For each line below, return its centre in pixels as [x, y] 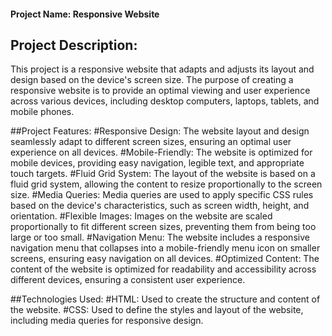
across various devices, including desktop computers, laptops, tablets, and [165, 101]
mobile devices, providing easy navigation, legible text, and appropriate [157, 163]
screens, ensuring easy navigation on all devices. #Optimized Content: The [165, 259]
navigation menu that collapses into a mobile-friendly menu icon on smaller [165, 248]
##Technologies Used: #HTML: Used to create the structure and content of [165, 299]
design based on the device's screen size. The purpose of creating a [152, 80]
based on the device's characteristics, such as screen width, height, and [160, 206]
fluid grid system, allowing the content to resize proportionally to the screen [166, 184]
